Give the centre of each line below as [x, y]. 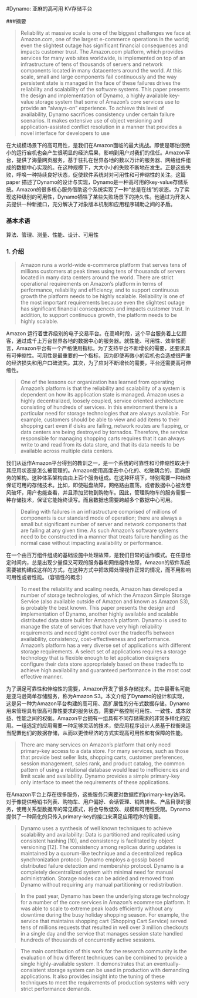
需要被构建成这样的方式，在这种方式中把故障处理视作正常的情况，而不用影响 [98, 570]
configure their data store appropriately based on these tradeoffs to [102, 664]
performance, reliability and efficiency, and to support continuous [100, 290]
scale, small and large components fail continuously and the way [98, 77]
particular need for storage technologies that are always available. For [105, 413]
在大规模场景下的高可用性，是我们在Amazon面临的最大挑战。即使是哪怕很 [96, 145]
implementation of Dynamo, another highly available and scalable [99, 614]
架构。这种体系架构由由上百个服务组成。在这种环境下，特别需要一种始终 [103, 477]
